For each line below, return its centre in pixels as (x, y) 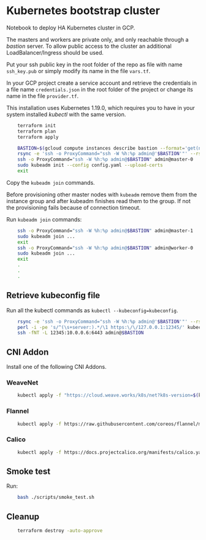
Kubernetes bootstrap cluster (83, 11)
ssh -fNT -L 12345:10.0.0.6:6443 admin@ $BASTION (81, 333)
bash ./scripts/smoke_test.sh (56, 498)
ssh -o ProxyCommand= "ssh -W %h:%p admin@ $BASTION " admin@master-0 (105, 160)
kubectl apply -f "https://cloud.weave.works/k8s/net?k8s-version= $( (108, 395)
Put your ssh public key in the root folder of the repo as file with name (94, 64)
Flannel (18, 411)
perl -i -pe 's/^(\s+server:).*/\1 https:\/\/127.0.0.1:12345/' (101, 327)
